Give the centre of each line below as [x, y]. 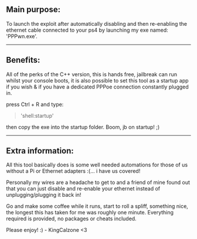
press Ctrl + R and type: [35, 104]
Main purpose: [33, 10]
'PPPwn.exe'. [22, 36]
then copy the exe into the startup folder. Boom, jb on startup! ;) [83, 127]
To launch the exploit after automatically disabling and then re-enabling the [97, 23]
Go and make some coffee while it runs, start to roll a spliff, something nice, [97, 206]
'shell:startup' [37, 115]
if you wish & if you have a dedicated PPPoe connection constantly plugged [97, 87]
